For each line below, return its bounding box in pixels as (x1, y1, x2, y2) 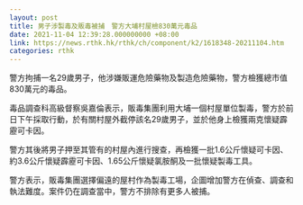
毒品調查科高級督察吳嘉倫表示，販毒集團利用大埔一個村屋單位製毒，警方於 (9, 102, 286, 113)
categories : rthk (9, 47, 75, 56)
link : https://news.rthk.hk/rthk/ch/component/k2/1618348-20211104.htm (9, 38, 284, 48)
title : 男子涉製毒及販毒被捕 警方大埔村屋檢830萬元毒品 (9, 22, 198, 31)
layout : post (9, 13, 59, 22)
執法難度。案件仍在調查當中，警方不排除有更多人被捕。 (9, 186, 215, 197)
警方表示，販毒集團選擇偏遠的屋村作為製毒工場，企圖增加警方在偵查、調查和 (9, 174, 294, 185)
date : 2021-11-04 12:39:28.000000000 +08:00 (9, 30, 179, 39)
